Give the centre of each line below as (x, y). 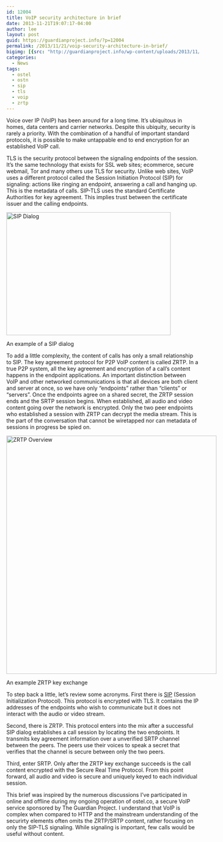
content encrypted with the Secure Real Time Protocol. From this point (95, 770)
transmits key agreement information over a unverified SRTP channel (93, 738)
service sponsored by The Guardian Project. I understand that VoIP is (93, 808)
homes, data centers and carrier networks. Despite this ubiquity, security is (101, 126)
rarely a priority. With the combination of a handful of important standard (98, 133)
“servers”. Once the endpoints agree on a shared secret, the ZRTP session (100, 394)
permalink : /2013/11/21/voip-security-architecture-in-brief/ (87, 46)
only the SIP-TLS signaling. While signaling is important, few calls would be (101, 827)
